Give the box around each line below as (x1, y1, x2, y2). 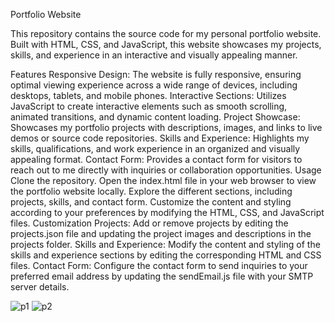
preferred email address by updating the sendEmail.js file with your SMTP (10, 270, 314, 282)
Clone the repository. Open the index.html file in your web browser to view (10, 175, 317, 186)
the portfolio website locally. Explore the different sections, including (10, 185, 293, 197)
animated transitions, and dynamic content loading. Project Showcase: (10, 111, 301, 123)
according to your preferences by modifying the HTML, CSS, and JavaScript (10, 207, 325, 218)
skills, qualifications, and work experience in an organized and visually (10, 143, 301, 154)
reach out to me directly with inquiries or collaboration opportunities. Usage (10, 164, 322, 176)
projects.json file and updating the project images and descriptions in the (10, 228, 312, 239)
